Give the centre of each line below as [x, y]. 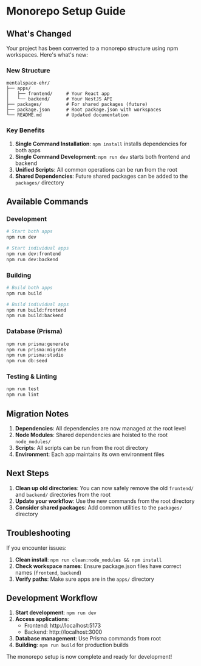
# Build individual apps [38, 304]
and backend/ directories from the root [63, 494]
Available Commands [47, 201]
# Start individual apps [38, 248]
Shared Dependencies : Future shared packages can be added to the [101, 176]
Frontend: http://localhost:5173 [63, 626]
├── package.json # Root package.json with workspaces [84, 110]
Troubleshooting [39, 533]
